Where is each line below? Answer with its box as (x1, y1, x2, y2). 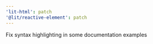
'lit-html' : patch (5, 8, 52, 15)
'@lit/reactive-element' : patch (5, 14, 87, 20)
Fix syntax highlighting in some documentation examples (5, 31, 148, 38)
